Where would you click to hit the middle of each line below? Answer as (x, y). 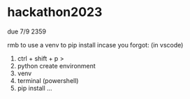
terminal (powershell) (48, 80)
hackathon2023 (55, 12)
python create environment (56, 66)
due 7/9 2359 (27, 31)
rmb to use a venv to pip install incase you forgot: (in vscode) (95, 45)
